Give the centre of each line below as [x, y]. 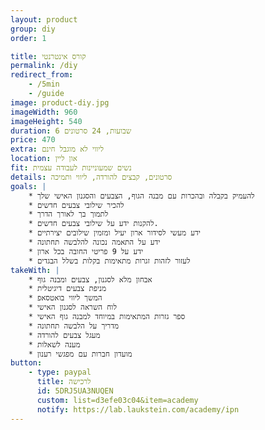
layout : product [44, 19]
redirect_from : [42, 75]
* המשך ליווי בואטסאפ [65, 298]
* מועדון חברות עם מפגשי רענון [80, 354]
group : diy [33, 29]
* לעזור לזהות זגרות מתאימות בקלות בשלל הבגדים [109, 261]
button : [26, 363]
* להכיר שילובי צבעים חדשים [76, 205]
